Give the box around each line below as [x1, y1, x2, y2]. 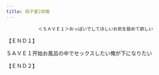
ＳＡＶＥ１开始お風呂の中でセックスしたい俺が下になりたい [6, 50, 152, 57]
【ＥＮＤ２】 [6, 62, 38, 69]
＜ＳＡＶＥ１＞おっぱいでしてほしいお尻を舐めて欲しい [38, 26, 154, 32]
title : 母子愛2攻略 [6, 8, 50, 15]
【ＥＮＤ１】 [6, 37, 38, 44]
